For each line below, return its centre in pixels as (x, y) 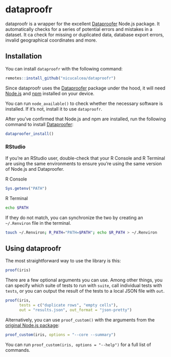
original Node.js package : (32, 325)
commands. (18, 350)
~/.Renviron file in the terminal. (38, 223)
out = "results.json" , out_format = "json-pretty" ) (75, 310)
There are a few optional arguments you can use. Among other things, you (84, 280)
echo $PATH (17, 208)
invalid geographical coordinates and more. (51, 40)
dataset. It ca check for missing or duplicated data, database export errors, (85, 34)
